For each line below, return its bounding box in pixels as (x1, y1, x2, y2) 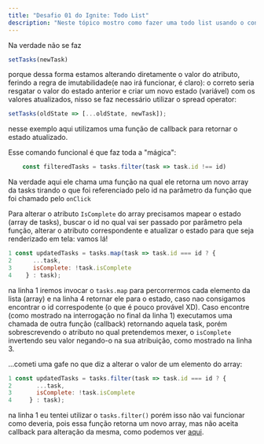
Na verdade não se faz (8, 40, 82, 50)
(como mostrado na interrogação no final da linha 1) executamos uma (8, 310, 233, 320)
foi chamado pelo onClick (8, 194, 92, 204)
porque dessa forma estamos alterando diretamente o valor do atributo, (8, 70, 240, 79)
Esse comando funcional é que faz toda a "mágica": (8, 148, 177, 157)
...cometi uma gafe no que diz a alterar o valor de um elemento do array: (8, 359, 243, 369)
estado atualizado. (8, 133, 68, 142)
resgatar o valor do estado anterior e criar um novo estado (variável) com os (8, 86, 255, 96)
